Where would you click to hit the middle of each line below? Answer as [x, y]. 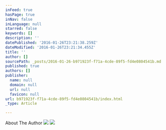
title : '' [16, 52]
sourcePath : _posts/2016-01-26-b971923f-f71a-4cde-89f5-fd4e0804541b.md [83, 61]
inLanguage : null [23, 24]
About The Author [24, 123]
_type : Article [21, 104]
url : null [20, 89]
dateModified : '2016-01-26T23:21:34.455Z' [50, 47]
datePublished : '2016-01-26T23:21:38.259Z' [52, 43]
